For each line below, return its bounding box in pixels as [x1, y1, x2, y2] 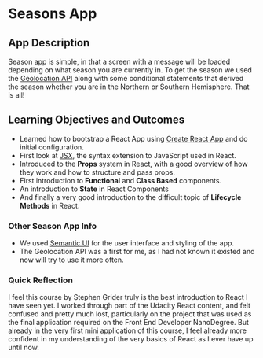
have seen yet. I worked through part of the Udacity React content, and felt [8, 301, 251, 311]
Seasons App [8, 5, 97, 23]
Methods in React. [19, 201, 80, 210]
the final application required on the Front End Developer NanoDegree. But [8, 318, 250, 327]
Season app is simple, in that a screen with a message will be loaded [8, 57, 231, 66]
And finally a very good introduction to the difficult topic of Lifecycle [19, 192, 242, 201]
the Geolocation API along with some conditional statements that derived [8, 74, 244, 83]
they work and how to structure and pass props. [19, 167, 175, 177]
